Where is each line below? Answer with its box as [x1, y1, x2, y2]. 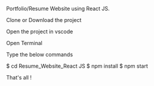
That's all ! [6, 74, 32, 81]
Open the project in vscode [6, 28, 73, 35]
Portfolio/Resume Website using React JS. [6, 5, 110, 12]
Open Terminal [6, 40, 43, 46]
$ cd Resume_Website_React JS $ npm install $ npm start [6, 62, 148, 69]
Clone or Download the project [6, 17, 82, 23]
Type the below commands [6, 51, 73, 58]
